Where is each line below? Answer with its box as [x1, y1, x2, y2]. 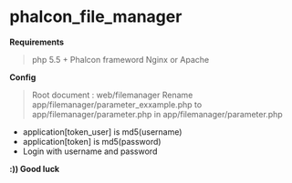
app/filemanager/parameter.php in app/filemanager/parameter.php [31, 108, 283, 119]
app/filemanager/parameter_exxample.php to [31, 98, 203, 110]
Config [9, 71, 36, 83]
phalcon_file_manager [9, 6, 182, 27]
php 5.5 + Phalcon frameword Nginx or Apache [31, 54, 210, 65]
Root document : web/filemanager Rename [31, 89, 193, 100]
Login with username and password [22, 146, 158, 157]
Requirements [9, 36, 65, 47]
